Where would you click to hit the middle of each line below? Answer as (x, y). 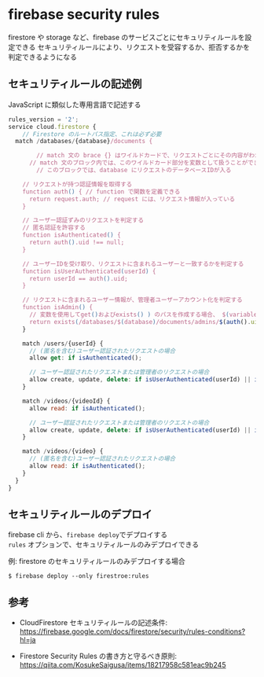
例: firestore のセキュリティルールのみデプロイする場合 (97, 561)
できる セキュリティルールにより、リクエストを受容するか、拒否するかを (132, 47)
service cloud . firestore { (52, 127)
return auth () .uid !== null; (77, 242)
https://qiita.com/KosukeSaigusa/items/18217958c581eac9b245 (123, 665)
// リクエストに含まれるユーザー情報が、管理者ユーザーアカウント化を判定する (132, 300)
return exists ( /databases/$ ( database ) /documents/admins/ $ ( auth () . (140, 322)
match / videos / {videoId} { (66, 401)
